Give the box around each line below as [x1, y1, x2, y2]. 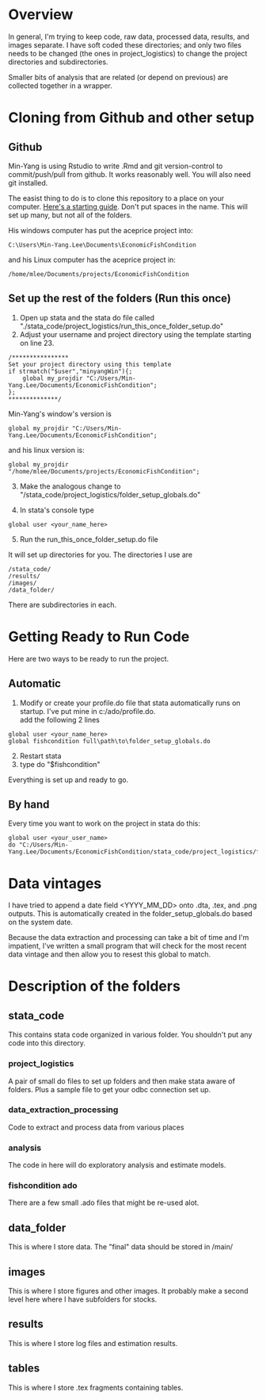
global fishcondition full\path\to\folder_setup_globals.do [8, 737, 211, 745]
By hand [8, 797, 50, 811]
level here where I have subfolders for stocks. [8, 1295, 158, 1304]
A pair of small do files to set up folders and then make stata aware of [8, 1076, 236, 1086]
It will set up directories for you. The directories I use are [8, 550, 193, 559]
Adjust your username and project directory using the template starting [19, 329, 252, 339]
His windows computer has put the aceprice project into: [8, 225, 193, 235]
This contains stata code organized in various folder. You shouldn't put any [8, 1030, 253, 1040]
